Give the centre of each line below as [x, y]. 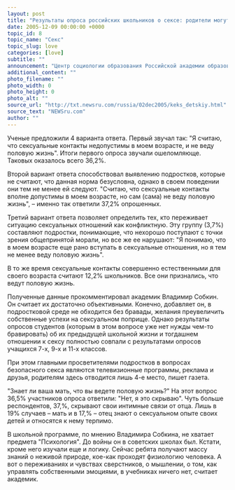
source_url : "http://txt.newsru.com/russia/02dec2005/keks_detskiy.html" [117, 105]
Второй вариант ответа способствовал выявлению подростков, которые [116, 174]
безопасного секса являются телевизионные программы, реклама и [111, 369]
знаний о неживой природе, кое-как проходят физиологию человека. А [114, 456]
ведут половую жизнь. [41, 283]
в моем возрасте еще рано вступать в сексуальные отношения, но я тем [117, 247]
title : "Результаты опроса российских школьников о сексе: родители [109, 20]
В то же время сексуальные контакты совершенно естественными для [114, 268]
